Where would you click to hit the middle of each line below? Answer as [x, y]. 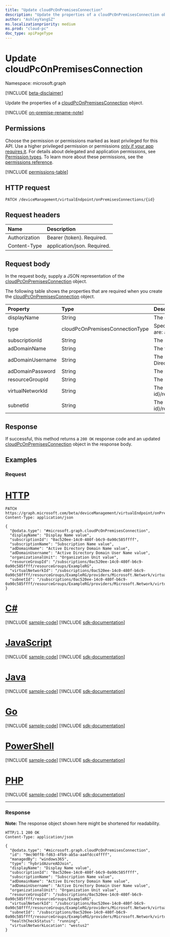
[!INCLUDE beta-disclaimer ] [34, 93]
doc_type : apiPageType [29, 33]
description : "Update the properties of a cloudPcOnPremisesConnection [82, 15]
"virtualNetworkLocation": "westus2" [50, 926]
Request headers [33, 215]
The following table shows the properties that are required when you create [84, 291]
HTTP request [28, 188]
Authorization [24, 238]
